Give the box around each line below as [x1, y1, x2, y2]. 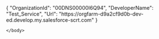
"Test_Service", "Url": [6, 10, 58, 17]
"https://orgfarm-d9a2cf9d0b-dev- [58, 10, 144, 17]
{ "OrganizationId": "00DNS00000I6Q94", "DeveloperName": [6, 5, 154, 11]
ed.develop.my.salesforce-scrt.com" [6, 17, 95, 24]
